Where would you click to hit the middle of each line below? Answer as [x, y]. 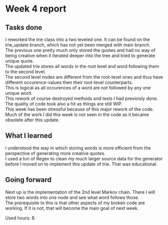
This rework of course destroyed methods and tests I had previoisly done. [82, 98]
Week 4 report [36, 9]
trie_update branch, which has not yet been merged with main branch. [78, 45]
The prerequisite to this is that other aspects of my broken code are [75, 203]
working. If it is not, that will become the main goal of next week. [72, 208]
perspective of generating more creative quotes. [55, 153]
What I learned [29, 136]
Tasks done [24, 27]
